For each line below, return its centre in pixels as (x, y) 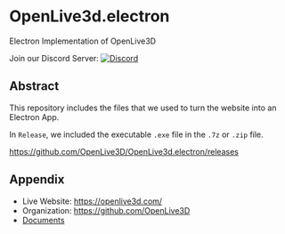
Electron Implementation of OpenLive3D (83, 41)
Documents (43, 220)
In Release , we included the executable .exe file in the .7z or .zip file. (137, 134)
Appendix (37, 180)
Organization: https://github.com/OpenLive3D (106, 210)
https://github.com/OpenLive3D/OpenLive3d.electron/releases (124, 151)
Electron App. (34, 117)
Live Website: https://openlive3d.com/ (92, 201)
